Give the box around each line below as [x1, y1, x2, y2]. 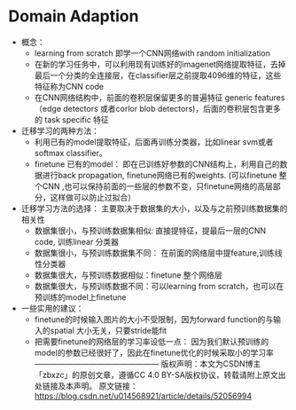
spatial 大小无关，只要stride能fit [50, 325, 167, 335]
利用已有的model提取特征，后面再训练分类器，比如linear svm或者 [34, 136, 274, 147]
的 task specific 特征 [34, 114, 110, 125]
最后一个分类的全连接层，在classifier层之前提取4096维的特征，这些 [34, 69, 282, 81]
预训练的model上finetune [34, 291, 127, 303]
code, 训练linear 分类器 [34, 236, 120, 247]
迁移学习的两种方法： [20, 125, 99, 136]
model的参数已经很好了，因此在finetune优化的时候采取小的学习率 [34, 347, 274, 358]
